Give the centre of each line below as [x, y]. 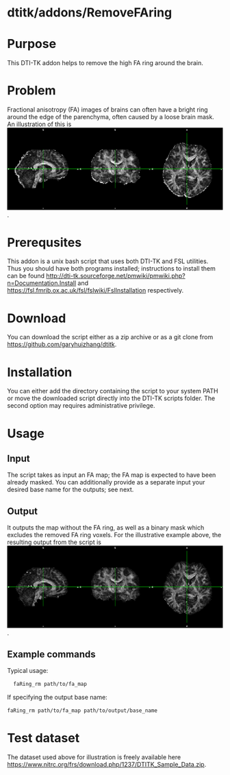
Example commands [51, 654]
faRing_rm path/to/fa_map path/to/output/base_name [82, 711]
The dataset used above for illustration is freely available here [94, 757]
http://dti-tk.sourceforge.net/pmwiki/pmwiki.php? [116, 276]
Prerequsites [44, 242]
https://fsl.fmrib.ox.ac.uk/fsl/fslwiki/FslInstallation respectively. [95, 291]
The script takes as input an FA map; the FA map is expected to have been [112, 475]
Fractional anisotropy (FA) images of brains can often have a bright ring [107, 110]
